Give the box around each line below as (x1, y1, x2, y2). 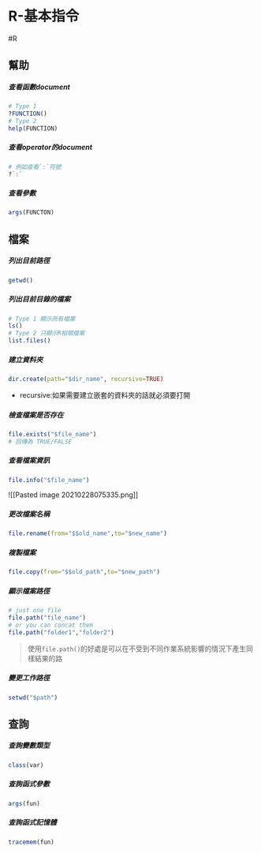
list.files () (8, 337, 51, 345)
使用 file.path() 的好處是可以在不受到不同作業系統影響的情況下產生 (27, 644, 247, 653)
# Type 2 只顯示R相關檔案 (8, 329, 85, 338)
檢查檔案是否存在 (8, 410, 64, 419)
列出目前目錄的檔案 (8, 294, 71, 304)
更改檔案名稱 (8, 510, 50, 519)
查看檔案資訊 (8, 455, 50, 466)
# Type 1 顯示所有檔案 (8, 315, 76, 323)
